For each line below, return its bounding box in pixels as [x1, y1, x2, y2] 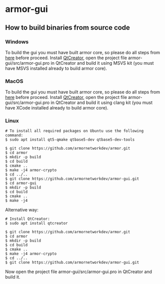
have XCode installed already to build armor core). [5, 105, 109, 111]
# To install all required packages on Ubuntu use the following [5, 128, 144, 134]
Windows [5, 38, 29, 45]
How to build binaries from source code [5, 23, 131, 32]
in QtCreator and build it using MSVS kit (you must [50, 60, 154, 66]
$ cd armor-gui [5, 181, 37, 186]
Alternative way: [5, 207, 39, 213]
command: [5, 133, 23, 138]
